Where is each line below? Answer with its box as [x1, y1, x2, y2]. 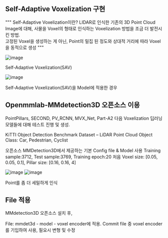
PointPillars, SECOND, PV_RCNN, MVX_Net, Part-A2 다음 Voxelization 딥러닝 [5, 115, 163, 121]
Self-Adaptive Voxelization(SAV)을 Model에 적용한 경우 [5, 84, 117, 90]
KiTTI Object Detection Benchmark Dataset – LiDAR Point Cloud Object [5, 131, 153, 137]
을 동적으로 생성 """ [5, 44, 44, 51]
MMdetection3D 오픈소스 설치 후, [5, 210, 73, 216]
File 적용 [5, 196, 31, 205]
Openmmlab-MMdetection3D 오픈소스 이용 [5, 101, 140, 110]
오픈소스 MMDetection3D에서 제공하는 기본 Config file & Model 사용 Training [5, 147, 161, 153]
